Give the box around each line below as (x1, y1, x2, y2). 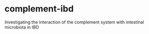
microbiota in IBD (4, 24, 39, 30)
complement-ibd (4, 3, 74, 14)
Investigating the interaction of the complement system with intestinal (4, 19, 144, 25)
